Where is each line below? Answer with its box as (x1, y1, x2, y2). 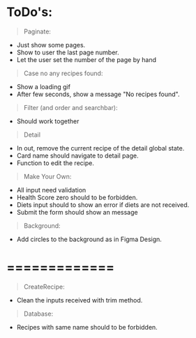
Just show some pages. (16, 40, 86, 49)
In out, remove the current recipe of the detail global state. (16, 144, 185, 152)
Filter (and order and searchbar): (23, 103, 118, 112)
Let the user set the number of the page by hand (16, 55, 156, 63)
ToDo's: (6, 4, 53, 20)
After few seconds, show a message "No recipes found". (16, 90, 180, 98)
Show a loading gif (16, 82, 71, 91)
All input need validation (16, 185, 86, 194)
